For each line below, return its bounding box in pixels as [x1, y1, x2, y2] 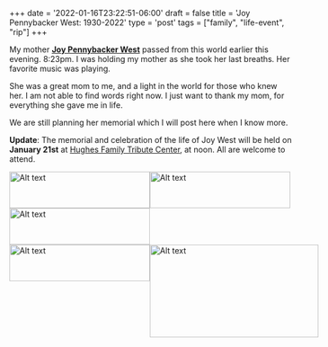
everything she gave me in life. [9, 100, 123, 111]
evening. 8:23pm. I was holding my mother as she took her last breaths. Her [9, 54, 290, 64]
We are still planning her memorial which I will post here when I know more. [9, 117, 288, 128]
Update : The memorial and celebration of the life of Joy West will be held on [9, 135, 292, 145]
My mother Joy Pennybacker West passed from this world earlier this [9, 44, 270, 55]
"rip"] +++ [9, 27, 48, 37]
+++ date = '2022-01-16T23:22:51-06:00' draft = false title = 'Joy [9, 8, 251, 18]
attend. [9, 154, 36, 165]
